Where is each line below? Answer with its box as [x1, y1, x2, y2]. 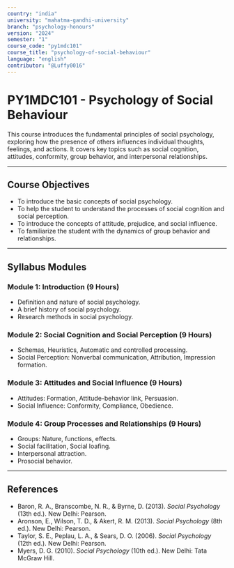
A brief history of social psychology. [17, 305, 121, 314]
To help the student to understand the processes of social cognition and [17, 205, 225, 213]
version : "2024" [7, 29, 54, 37]
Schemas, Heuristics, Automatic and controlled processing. [17, 346, 188, 354]
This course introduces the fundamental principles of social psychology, [7, 130, 214, 138]
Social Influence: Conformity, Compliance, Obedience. [17, 401, 174, 410]
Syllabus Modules [7, 261, 87, 273]
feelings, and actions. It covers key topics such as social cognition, [7, 144, 199, 153]
